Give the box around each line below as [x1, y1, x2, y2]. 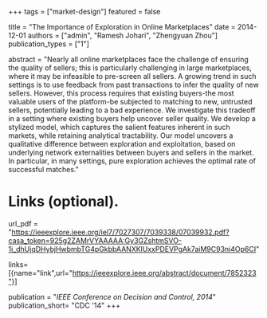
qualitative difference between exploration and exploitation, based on [8, 139, 236, 148]
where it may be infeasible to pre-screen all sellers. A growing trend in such [8, 72, 257, 80]
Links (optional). [8, 193, 120, 210]
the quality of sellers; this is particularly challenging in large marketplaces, [8, 63, 253, 73]
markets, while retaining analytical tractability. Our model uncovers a [8, 131, 234, 140]
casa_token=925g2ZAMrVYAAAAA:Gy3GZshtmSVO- [8, 235, 182, 245]
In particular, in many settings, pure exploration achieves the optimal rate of [8, 156, 257, 166]
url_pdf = [8, 218, 38, 228]
